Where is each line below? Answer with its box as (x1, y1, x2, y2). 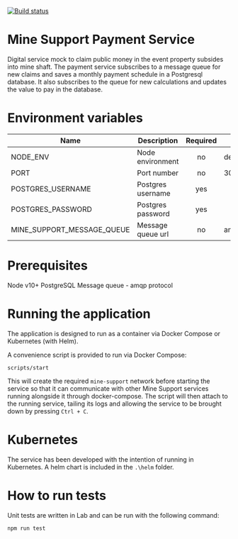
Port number (137, 167, 179, 177)
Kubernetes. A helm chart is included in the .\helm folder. (7, 462, 175, 471)
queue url (137, 229, 169, 239)
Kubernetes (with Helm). (7, 337, 79, 345)
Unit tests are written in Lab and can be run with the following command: (7, 511, 220, 519)
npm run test (7, 525, 46, 532)
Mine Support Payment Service (7, 32, 195, 48)
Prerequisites (7, 257, 89, 274)
